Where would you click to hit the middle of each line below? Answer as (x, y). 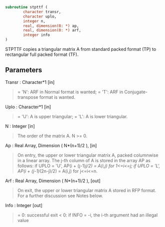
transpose (28, 97)
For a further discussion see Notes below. (60, 196)
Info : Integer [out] (24, 205)
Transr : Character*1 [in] (30, 82)
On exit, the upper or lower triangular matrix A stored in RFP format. (87, 190)
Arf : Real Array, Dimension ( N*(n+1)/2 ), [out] (53, 181)
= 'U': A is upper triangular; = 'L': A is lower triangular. (73, 116)
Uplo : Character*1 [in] (28, 107)
